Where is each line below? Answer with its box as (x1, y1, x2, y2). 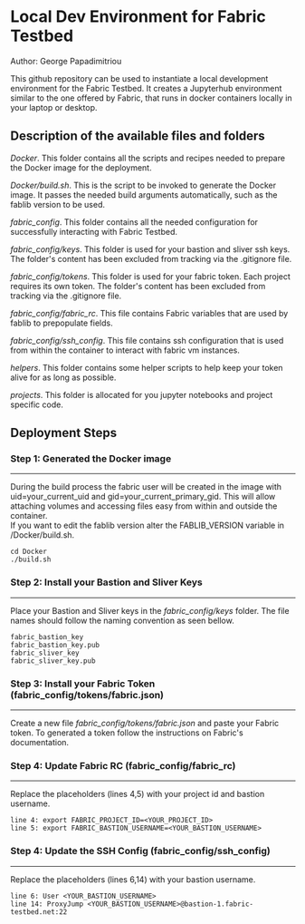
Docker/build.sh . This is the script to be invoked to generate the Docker (10, 180, 277, 190)
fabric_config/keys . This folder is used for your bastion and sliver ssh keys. (10, 243, 291, 255)
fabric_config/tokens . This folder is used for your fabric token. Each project (10, 270, 291, 282)
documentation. (10, 737, 70, 748)
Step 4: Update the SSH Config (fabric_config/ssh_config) (10, 845, 271, 858)
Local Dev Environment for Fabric (10, 6, 266, 27)
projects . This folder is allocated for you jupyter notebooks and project (10, 389, 273, 400)
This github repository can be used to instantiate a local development (10, 73, 269, 83)
